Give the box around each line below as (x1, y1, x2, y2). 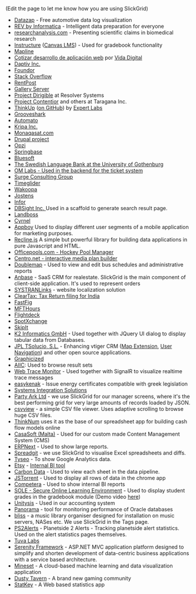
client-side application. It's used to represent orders (14, 280, 141, 287)
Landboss (14, 211, 39, 218)
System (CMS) (14, 437, 50, 443)
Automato (14, 117, 38, 123)
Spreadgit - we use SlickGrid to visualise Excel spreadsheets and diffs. (14, 449, 187, 456)
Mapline (14, 48, 34, 55)
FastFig (14, 299, 32, 306)
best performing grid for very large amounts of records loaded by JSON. (14, 399, 191, 406)
